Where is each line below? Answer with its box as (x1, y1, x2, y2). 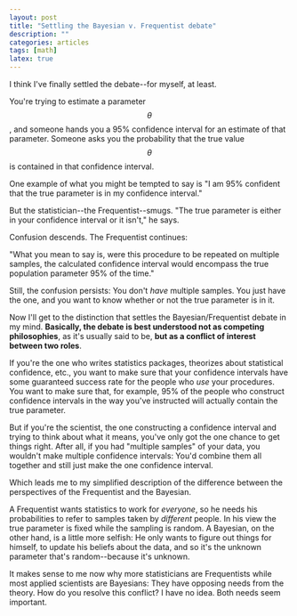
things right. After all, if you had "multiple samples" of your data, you (9, 442, 261, 451)
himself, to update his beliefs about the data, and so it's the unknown (9, 542, 262, 552)
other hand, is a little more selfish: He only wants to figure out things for (9, 532, 272, 543)
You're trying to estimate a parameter (9, 96, 147, 107)
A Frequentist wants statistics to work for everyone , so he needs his (9, 504, 258, 515)
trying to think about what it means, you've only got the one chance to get (9, 432, 280, 442)
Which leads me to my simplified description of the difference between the (9, 477, 283, 488)
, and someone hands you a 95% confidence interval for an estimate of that (9, 124, 286, 134)
